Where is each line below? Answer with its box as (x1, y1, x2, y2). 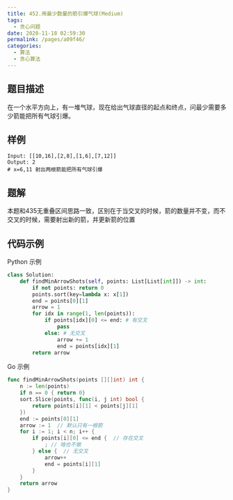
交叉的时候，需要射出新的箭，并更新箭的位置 (7, 215, 136, 224)
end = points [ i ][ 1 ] (44, 460, 101, 467)
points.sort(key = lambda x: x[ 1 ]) (32, 290, 129, 298)
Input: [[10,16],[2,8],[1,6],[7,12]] (7, 153, 117, 160)
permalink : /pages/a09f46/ (7, 36, 86, 43)
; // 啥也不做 (44, 442, 81, 448)
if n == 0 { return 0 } (19, 389, 86, 397)
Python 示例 (7, 258, 42, 265)
